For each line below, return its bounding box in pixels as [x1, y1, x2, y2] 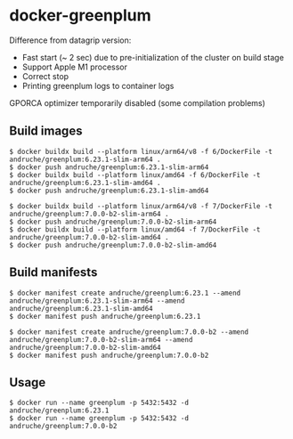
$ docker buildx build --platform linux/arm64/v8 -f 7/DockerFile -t [9, 201, 273, 210]
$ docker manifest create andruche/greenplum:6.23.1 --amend [9, 289, 241, 297]
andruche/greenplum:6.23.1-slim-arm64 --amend [9, 296, 185, 305]
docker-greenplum [9, 5, 151, 26]
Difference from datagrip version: [9, 35, 132, 45]
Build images [9, 124, 83, 139]
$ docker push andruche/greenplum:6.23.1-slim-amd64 [9, 186, 209, 195]
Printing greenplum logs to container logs [21, 80, 175, 91]
